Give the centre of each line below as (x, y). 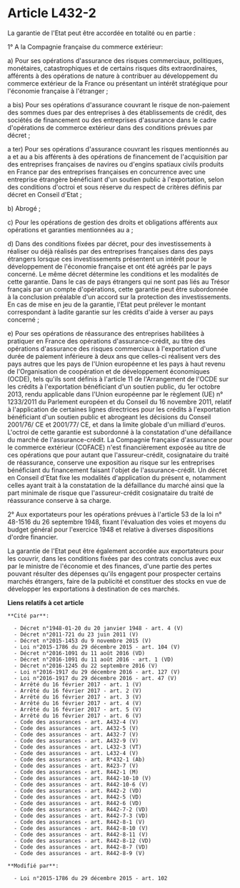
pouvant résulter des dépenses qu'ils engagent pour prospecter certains (114, 574)
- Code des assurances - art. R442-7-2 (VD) (81, 809)
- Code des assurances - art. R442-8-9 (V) (79, 853)
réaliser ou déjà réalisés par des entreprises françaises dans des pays (111, 251)
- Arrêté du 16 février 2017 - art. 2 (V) (78, 691)
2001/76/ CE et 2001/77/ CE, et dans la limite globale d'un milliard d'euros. (116, 424)
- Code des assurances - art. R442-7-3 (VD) (81, 816)
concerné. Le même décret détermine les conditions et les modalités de (113, 274)
